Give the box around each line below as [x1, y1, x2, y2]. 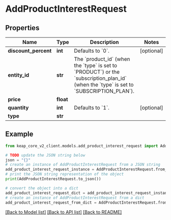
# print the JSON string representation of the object [5, 172, 124, 177]
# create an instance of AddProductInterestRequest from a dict [5, 195, 145, 200]
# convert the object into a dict [5, 185, 79, 191]
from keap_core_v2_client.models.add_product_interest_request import [5, 143, 158, 148]
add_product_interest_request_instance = [5, 167, 95, 172]
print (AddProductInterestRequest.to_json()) [5, 177, 101, 182]
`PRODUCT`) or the [74, 69, 120, 75]
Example [5, 130, 34, 139]
